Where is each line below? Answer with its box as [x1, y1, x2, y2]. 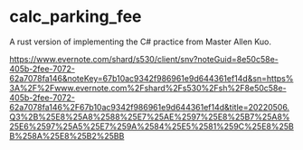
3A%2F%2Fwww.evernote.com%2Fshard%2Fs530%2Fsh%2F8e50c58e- [9, 82, 287, 93]
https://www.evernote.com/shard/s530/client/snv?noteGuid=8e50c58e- [9, 53, 279, 64]
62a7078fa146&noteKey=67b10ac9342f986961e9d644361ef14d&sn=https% [9, 72, 294, 83]
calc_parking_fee [9, 6, 142, 27]
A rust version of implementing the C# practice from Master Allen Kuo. [9, 36, 271, 47]
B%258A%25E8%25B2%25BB [9, 130, 125, 141]
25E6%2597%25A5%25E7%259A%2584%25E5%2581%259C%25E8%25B [9, 120, 294, 132]
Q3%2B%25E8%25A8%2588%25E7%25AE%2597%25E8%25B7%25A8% [9, 111, 290, 122]
